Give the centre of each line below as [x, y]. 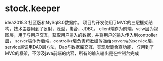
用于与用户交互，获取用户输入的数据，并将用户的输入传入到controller [88, 35]
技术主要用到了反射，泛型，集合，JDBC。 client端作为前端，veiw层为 [84, 29]
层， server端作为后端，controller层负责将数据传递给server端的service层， [81, 41]
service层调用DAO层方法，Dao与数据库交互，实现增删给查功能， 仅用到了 [80, 47]
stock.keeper [33, 9]
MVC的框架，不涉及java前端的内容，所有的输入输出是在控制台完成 [72, 53]
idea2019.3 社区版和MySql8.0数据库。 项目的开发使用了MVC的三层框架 [77, 22]
